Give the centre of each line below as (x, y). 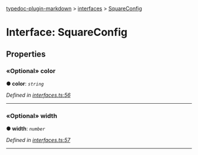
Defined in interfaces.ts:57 (38, 140)
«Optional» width (32, 116)
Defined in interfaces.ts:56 (38, 95)
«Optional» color (31, 71)
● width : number (26, 128)
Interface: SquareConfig (67, 32)
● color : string (25, 83)
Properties (26, 54)
